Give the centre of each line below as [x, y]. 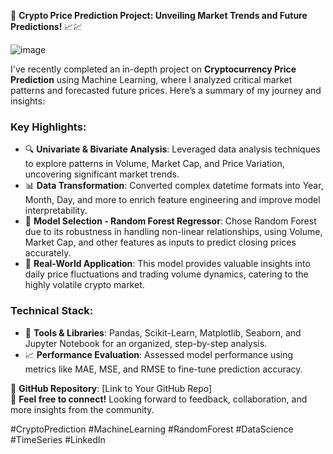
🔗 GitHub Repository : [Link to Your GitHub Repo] [111, 388]
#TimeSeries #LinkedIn [58, 439]
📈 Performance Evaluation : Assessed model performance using [159, 354]
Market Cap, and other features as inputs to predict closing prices [160, 242]
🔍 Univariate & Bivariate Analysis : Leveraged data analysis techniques [172, 149]
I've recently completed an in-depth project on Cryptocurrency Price [153, 69]
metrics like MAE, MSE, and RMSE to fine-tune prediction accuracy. [163, 369]
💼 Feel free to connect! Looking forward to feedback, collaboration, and [159, 399]
